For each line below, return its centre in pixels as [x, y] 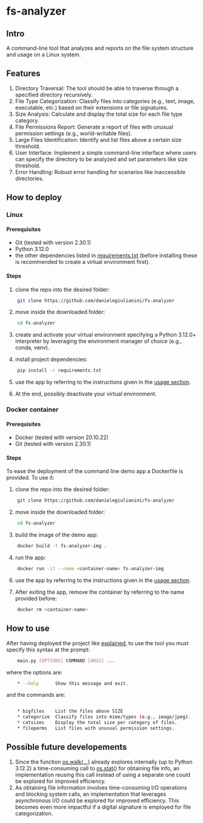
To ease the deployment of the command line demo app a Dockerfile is [95, 471]
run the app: [30, 558]
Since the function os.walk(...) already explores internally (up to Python [104, 762]
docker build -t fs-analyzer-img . [62, 546]
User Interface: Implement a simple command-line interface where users [106, 152]
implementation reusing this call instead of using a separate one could [103, 774]
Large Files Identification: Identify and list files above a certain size [98, 139]
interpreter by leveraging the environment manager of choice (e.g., [98, 341]
